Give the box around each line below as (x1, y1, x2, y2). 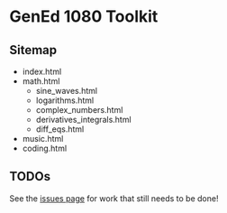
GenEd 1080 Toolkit (9, 6, 159, 27)
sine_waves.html (35, 86, 97, 96)
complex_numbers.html (35, 105, 123, 115)
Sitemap (9, 42, 58, 58)
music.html (22, 134, 64, 144)
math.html (22, 76, 60, 87)
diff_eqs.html (35, 124, 85, 134)
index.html (22, 66, 62, 77)
